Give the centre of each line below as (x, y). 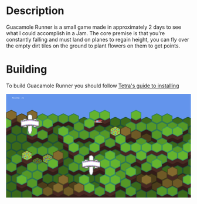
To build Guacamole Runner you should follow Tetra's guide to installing (93, 86)
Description (35, 11)
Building (27, 69)
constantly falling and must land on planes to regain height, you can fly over (98, 39)
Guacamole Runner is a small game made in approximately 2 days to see (94, 27)
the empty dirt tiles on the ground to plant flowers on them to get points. (93, 46)
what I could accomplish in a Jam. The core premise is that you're (86, 33)
